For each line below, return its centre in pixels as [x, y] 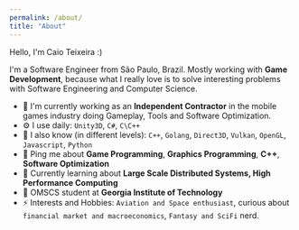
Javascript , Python [57, 144]
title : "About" [38, 26]
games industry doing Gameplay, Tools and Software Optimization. [147, 115]
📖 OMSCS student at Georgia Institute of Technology [122, 192]
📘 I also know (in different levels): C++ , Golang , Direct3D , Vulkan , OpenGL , [154, 134]
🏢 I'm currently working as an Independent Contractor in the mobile [149, 106]
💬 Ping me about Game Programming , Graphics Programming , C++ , [151, 153]
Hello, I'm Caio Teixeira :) [56, 51]
